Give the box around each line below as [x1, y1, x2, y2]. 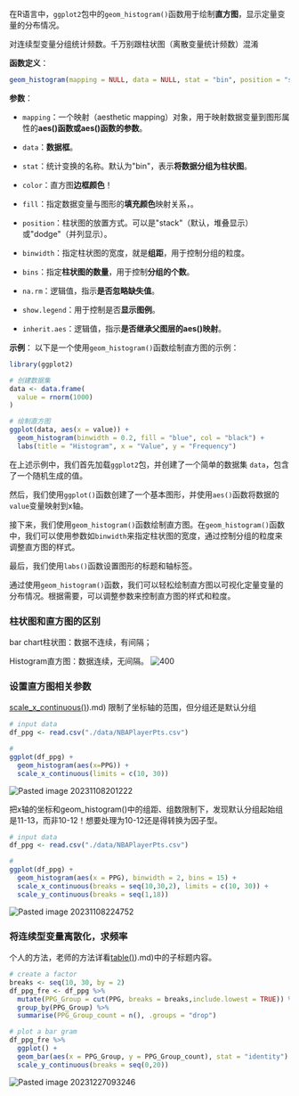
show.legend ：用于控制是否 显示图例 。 [21, 304, 160, 315]
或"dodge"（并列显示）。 [21, 228, 112, 239]
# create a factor [9, 970, 77, 979]
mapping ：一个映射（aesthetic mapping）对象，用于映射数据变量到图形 [21, 111, 282, 122]
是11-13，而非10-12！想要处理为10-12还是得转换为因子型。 [9, 814, 222, 825]
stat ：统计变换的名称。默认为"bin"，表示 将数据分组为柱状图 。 [21, 160, 252, 171]
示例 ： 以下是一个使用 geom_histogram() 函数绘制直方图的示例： [9, 342, 239, 353]
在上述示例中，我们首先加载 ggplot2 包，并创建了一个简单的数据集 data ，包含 [9, 459, 289, 470]
